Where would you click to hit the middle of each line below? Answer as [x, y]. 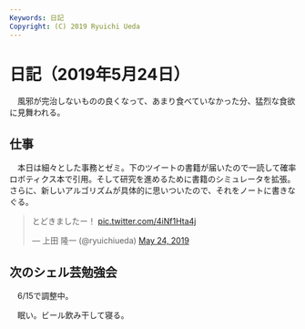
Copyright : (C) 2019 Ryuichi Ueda [75, 26]
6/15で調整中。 [45, 296]
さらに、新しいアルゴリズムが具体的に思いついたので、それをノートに [141, 190]
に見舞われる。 [37, 113]
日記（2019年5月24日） [100, 74]
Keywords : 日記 [37, 18]
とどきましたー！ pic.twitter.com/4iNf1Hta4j [114, 221]
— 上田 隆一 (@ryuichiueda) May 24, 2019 [110, 241]
